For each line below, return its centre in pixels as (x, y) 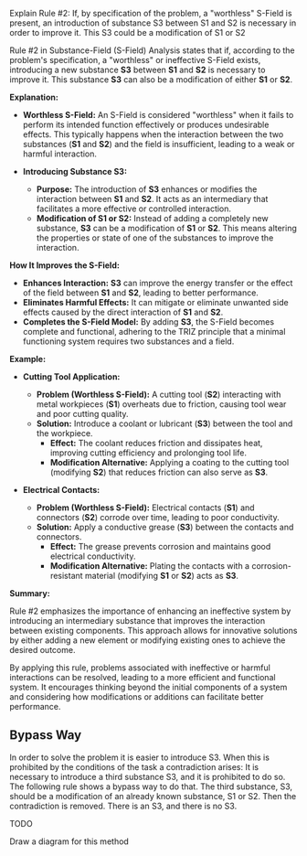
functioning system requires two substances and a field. (128, 341)
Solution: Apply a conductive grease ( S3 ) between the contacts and (165, 527)
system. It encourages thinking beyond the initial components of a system (148, 687)
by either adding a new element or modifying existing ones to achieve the (148, 640)
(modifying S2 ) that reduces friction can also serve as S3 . (159, 472)
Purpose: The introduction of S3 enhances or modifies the (147, 189)
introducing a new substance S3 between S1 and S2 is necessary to (138, 70)
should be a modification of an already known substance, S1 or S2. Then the (153, 796)
